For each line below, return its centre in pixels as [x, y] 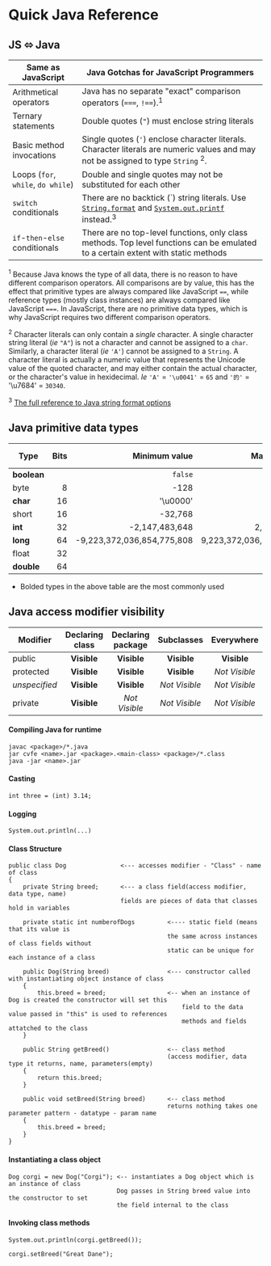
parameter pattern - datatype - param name [83, 1113]
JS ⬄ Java [34, 45]
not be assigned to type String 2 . [144, 160]
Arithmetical [35, 92]
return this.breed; [70, 1078]
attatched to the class [48, 1028]
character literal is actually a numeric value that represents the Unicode [127, 360]
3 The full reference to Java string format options [90, 402]
